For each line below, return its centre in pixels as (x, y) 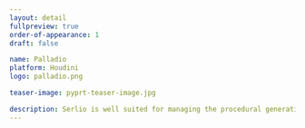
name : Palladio (38, 60)
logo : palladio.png (46, 77)
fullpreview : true (44, 26)
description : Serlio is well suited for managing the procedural (135, 109)
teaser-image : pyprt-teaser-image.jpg (83, 93)
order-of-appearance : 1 (54, 34)
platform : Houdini (44, 68)
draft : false (34, 43)
